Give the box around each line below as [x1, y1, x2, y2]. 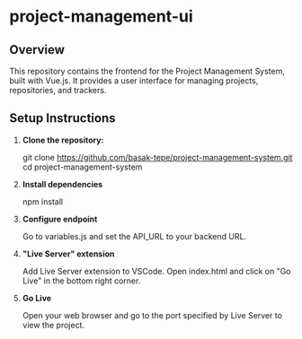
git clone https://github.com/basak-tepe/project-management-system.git [22, 152, 293, 162]
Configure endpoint [22, 213, 98, 224]
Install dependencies [22, 178, 103, 189]
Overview [9, 42, 66, 57]
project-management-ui [9, 6, 193, 27]
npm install [22, 196, 64, 207]
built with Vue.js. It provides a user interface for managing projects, [9, 75, 259, 86]
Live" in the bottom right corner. [22, 275, 141, 286]
